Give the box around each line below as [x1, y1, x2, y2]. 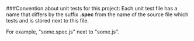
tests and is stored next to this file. [6, 17, 89, 24]
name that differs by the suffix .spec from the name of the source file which [6, 11, 189, 18]
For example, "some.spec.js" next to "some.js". [6, 28, 120, 35]
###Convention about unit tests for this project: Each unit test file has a [6, 5, 178, 12]
